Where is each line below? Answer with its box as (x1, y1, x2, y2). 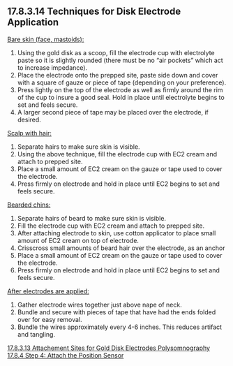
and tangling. (17, 330, 56, 338)
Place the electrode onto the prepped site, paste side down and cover (17, 71, 218, 79)
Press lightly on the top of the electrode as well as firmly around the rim (17, 85, 223, 94)
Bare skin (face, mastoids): (7, 35, 84, 43)
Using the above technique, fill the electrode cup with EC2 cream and (17, 149, 218, 158)
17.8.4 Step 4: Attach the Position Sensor (7, 351, 124, 359)
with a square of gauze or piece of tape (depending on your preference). (17, 78, 227, 87)
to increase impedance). (17, 63, 88, 72)
